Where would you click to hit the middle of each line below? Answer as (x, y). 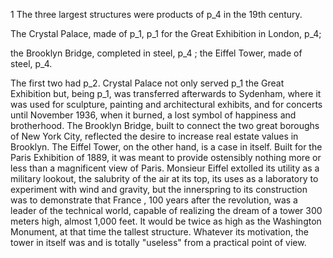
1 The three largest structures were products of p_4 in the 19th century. (156, 14)
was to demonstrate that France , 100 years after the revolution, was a (154, 200)
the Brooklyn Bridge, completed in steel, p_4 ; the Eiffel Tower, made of (156, 53)
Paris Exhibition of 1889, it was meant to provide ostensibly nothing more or (166, 157)
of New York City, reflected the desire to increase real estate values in (154, 136)
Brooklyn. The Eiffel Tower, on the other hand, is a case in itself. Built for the (166, 147)
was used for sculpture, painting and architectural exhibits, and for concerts (166, 104)
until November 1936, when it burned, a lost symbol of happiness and (153, 115)
